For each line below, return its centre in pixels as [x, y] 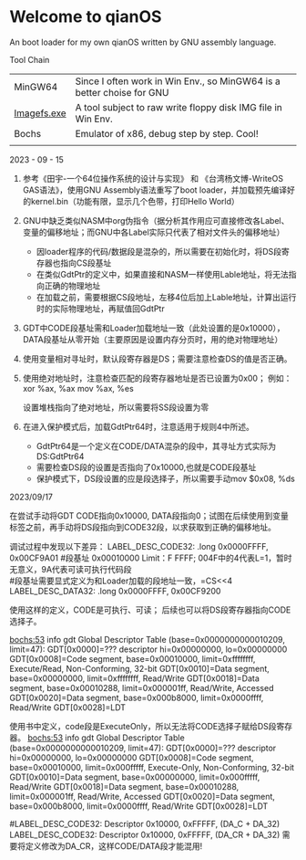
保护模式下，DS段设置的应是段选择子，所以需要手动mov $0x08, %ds [166, 478]
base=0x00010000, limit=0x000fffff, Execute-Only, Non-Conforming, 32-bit [152, 767]
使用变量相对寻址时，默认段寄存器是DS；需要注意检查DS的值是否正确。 [157, 359]
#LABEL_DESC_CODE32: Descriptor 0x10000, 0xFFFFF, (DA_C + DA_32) [145, 823]
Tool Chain [30, 59]
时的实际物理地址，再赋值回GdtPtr [101, 309]
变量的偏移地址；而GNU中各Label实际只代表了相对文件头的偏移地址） [153, 232]
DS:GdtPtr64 [60, 456]
